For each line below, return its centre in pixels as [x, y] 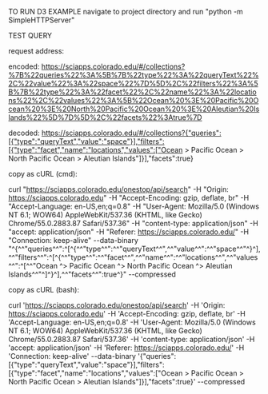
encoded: [24, 66]
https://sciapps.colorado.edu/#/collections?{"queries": [131, 133]
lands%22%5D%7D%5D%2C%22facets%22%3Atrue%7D [105, 117]
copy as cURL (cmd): [43, 174]
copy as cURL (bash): [44, 290]
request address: [36, 51]
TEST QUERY [30, 36]
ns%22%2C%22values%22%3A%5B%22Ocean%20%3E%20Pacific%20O [134, 100]
